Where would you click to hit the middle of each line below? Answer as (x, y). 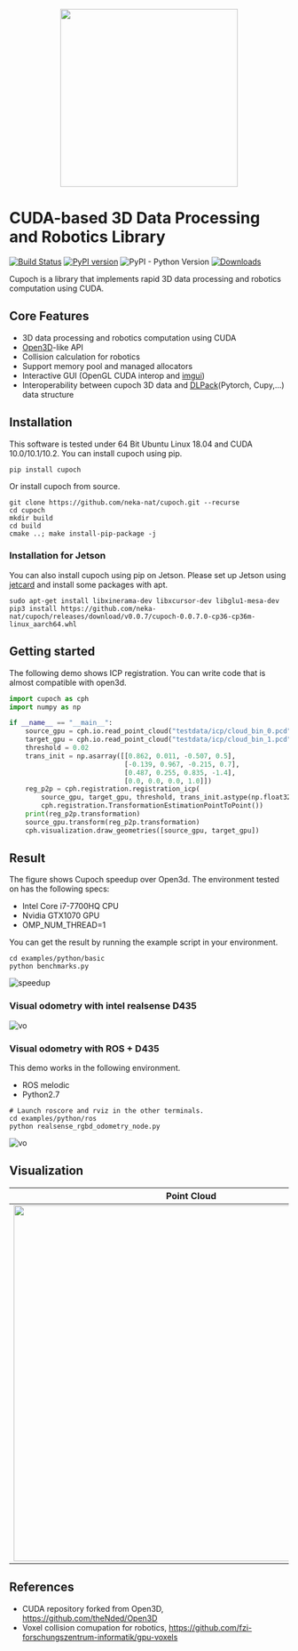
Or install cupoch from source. (65, 486)
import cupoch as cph (49, 698)
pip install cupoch (45, 470)
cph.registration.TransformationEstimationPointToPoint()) (153, 806)
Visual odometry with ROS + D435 (84, 1048)
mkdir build (31, 518)
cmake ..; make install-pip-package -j (83, 534)
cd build (25, 526)
